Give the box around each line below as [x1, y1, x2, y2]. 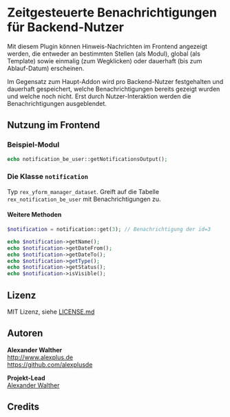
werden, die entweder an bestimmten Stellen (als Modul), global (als [7, 50, 201, 58]
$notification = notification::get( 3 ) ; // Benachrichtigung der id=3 [7, 226, 211, 233]
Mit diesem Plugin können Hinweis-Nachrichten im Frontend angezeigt [7, 42, 208, 50]
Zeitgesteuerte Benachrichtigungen [7, 5, 217, 21]
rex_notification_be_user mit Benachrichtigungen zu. [7, 195, 161, 203]
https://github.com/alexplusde [7, 360, 93, 369]
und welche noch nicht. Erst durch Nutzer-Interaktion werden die [7, 92, 191, 100]
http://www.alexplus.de [7, 353, 74, 361]
